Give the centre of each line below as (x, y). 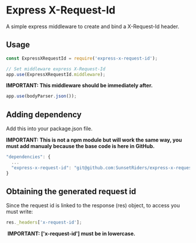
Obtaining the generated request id (71, 191)
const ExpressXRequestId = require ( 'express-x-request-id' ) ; (82, 58)
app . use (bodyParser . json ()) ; (41, 96)
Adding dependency (44, 114)
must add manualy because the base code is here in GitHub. (80, 146)
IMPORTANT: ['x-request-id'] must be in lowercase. (71, 234)
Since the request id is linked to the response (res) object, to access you (93, 206)
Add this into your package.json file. (49, 129)
